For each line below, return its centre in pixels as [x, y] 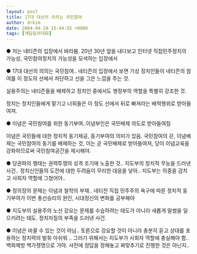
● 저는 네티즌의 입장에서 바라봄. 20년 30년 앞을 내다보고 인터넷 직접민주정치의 [96, 51]
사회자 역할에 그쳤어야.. [39, 178]
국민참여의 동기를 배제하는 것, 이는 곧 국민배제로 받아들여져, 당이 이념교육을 [103, 144]
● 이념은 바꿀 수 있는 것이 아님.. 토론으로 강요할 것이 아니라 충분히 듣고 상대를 [95, 230]
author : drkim [24, 22]
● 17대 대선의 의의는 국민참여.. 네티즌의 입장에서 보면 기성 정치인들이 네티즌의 [96, 71]
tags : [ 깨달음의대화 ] [29, 34]
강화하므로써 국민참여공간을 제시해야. [49, 151]
